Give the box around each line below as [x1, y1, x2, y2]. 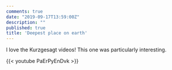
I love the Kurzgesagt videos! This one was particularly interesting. [6, 46, 167, 53]
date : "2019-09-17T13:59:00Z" [6, 14, 80, 20]
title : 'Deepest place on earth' [6, 30, 88, 36]
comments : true [6, 8, 43, 15]
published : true [6, 24, 46, 31]
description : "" [6, 19, 46, 25]
